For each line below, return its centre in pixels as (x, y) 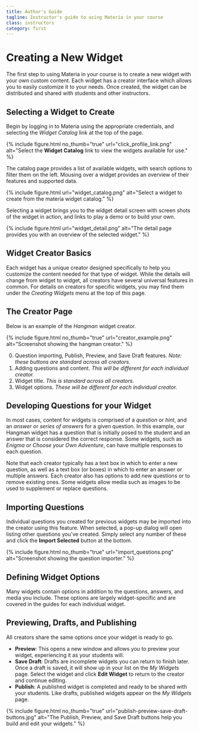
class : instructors (30, 23)
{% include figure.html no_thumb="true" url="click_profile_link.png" (89, 144)
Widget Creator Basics (49, 253)
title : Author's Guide (34, 12)
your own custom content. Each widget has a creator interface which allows (99, 80)
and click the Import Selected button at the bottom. (69, 541)
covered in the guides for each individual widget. (66, 604)
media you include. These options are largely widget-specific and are (91, 598)
